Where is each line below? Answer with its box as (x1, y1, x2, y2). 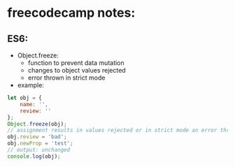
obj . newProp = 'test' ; (7, 140, 73, 147)
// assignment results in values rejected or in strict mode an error (7, 127, 218, 134)
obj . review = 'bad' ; (7, 133, 68, 140)
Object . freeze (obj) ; (7, 120, 68, 127)
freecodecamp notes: (7, 5, 136, 21)
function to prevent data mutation (27, 59, 124, 67)
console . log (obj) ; (7, 152, 61, 160)
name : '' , (20, 101, 49, 108)
